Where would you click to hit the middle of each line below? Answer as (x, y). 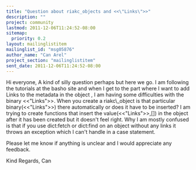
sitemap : (17, 33)
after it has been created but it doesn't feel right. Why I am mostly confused (98, 120)
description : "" (26, 17)
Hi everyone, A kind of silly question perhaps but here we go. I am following (97, 82)
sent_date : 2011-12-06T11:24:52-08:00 (53, 66)
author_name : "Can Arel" (36, 55)
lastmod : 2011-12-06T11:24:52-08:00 (51, 28)
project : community (30, 22)
